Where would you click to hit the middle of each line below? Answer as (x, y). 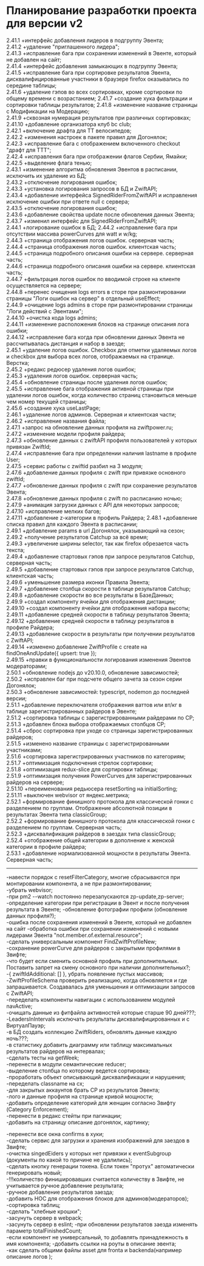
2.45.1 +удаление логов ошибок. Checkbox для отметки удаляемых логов (102, 350)
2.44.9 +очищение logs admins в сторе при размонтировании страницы (100, 305)
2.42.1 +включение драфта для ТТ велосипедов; (69, 131)
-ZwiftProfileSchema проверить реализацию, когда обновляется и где (97, 980)
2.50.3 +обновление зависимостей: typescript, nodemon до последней (98, 692)
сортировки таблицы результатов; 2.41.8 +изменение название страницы (102, 104)
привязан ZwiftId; (29, 446)
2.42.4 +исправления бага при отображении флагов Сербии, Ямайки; (97, 156)
